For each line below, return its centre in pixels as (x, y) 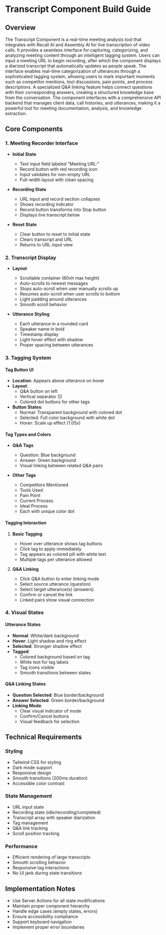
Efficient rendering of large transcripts (51, 857)
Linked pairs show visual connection (57, 600)
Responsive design (32, 773)
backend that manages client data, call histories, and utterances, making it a (83, 103)
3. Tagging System (28, 358)
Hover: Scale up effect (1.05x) (50, 423)
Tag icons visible (37, 667)
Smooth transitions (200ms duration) (50, 778)
